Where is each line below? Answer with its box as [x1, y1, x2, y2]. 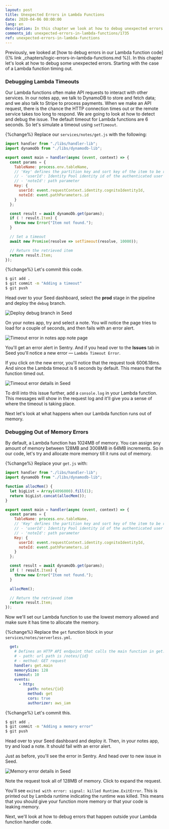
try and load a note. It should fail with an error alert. [5, 743, 112, 749]
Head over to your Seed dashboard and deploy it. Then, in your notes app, [5, 738, 159, 744]
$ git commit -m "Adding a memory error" [5, 724, 94, 729]
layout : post [5, 7, 33, 13]
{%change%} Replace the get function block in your [5, 629, 114, 635]
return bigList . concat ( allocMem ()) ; [10, 493, 87, 499]
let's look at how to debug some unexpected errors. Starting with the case [5, 60, 159, 66]
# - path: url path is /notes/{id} [14, 653, 89, 658]
